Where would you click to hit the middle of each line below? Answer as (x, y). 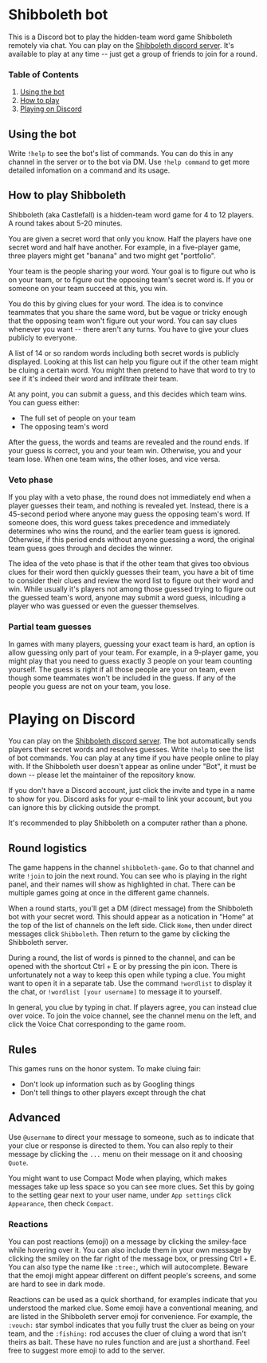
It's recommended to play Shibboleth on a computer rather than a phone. (128, 823)
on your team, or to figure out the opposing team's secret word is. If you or (131, 279)
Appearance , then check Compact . (61, 1203)
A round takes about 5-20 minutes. (65, 223)
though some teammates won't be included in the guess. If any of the (122, 678)
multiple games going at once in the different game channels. (109, 893)
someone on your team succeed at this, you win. (88, 288)
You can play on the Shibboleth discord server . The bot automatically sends (132, 741)
